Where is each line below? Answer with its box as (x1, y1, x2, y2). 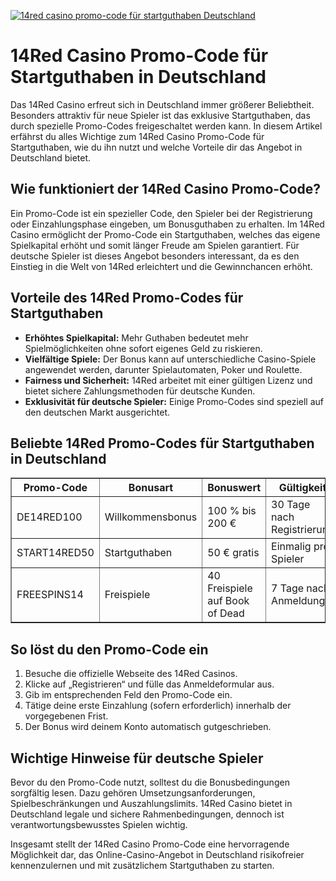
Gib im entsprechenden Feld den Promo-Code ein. (24, 689, 233, 701)
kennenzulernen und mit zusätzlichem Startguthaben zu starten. (10, 860, 275, 871)
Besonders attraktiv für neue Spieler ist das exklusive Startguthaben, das (10, 109, 311, 121)
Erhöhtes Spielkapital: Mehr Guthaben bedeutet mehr (24, 331, 249, 344)
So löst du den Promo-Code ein (10, 641, 209, 658)
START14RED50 (16, 546, 95, 560)
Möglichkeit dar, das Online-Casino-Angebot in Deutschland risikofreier (10, 849, 305, 860)
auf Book (207, 594, 250, 608)
